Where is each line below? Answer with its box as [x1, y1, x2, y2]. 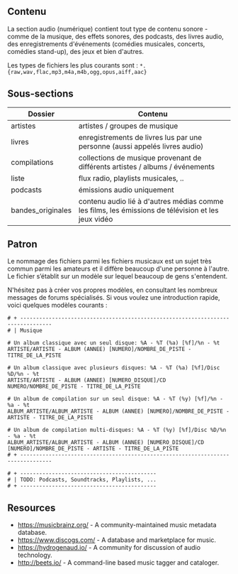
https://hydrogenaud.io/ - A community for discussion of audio [17, 543, 200, 552]
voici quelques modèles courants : [7, 301, 108, 310]
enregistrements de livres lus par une [78, 132, 203, 142]
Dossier [28, 109, 55, 119]
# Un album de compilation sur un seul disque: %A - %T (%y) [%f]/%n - [7, 396, 223, 403]
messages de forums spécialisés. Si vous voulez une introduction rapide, [7, 293, 220, 302]
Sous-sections [7, 88, 74, 100]
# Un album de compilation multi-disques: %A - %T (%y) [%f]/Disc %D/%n [7, 426, 227, 434]
